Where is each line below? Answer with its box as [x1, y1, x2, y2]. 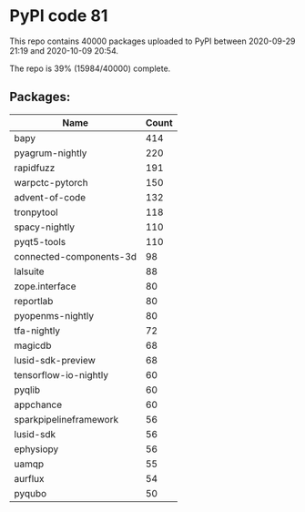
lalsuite [14, 265, 45, 278]
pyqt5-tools [14, 235, 66, 248]
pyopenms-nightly [14, 309, 94, 322]
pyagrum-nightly [14, 147, 87, 159]
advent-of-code [14, 190, 86, 203]
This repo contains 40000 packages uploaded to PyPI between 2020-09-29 [9, 36, 296, 46]
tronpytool [14, 206, 58, 219]
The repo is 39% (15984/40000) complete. [9, 63, 171, 74]
